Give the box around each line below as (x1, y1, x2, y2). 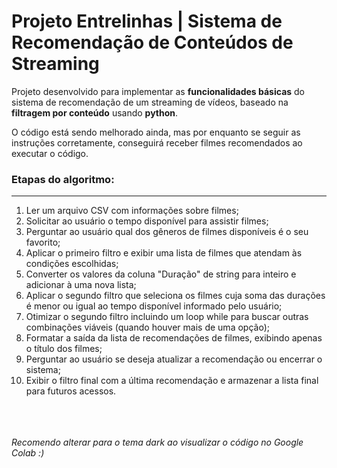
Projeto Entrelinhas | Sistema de (11, 10, 283, 33)
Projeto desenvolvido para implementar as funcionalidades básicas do (11, 85, 306, 97)
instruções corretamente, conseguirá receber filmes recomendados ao (11, 136, 303, 149)
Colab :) (11, 447, 45, 459)
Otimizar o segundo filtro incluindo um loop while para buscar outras (25, 311, 309, 323)
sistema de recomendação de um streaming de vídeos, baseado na (11, 96, 289, 108)
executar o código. (11, 147, 89, 159)
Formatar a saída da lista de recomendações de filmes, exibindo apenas (25, 332, 323, 344)
